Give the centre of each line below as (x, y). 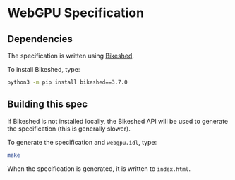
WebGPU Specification (76, 13)
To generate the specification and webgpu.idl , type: (82, 142)
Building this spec (48, 104)
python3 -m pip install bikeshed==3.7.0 (68, 82)
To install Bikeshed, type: (44, 69)
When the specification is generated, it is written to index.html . (99, 168)
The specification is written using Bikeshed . (71, 56)
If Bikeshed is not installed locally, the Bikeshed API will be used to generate (118, 121)
